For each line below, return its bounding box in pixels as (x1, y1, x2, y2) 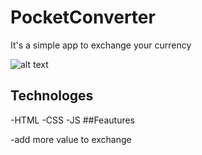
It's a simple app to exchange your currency (10, 39, 192, 51)
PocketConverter (10, 6, 156, 29)
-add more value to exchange (10, 133, 132, 145)
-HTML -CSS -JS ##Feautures (10, 114, 135, 126)
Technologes (10, 87, 94, 105)
